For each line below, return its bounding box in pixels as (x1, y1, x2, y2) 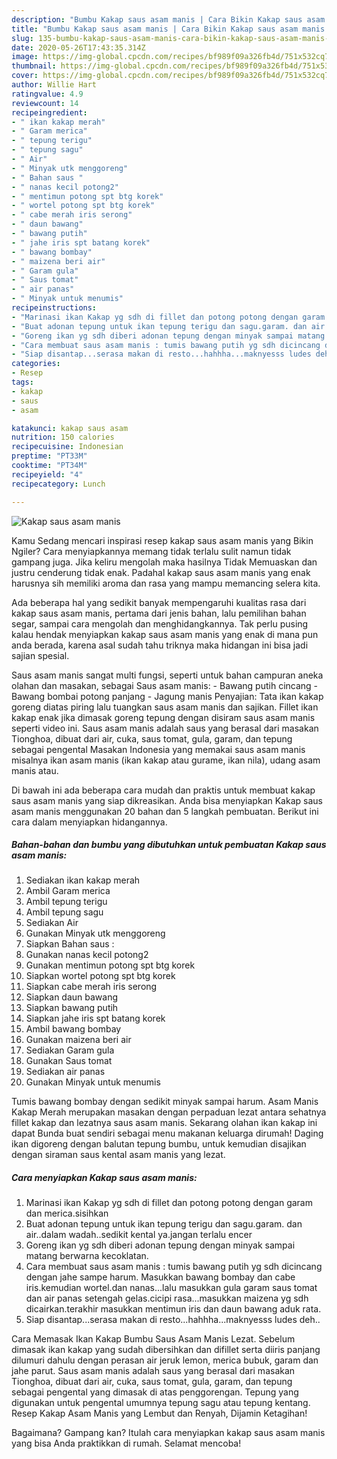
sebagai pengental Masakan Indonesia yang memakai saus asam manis (11, 743, 306, 755)
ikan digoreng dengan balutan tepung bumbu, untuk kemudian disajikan (11, 1138, 307, 1150)
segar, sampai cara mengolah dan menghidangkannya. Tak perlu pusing (11, 617, 309, 630)
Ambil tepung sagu (25, 906, 104, 918)
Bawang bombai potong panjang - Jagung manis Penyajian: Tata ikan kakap (11, 690, 324, 702)
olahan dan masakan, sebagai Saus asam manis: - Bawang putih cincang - (11, 679, 319, 691)
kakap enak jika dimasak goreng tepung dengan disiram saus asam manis (11, 711, 316, 723)
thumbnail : (11, 61, 57, 71)
